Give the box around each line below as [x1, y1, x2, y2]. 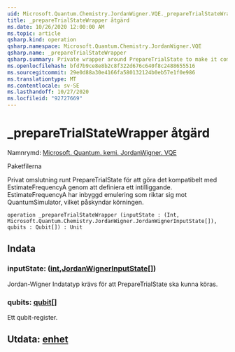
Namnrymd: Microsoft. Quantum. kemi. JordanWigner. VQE [7, 148, 177, 156]
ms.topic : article [7, 29, 61, 37]
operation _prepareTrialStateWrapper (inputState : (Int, [7, 211, 180, 218]
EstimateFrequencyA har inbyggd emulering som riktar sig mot [7, 190, 187, 198]
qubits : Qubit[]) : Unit [7, 224, 83, 231]
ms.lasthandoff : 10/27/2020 [7, 88, 90, 95]
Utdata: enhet [7, 334, 69, 346]
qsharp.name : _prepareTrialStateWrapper [7, 50, 127, 57]
